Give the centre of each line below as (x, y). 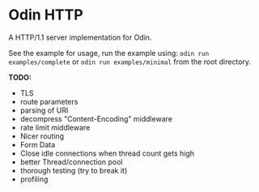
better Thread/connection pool (71, 162)
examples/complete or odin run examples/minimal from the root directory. (130, 62)
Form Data (38, 144)
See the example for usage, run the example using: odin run (109, 53)
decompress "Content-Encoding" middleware (96, 118)
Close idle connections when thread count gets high (107, 153)
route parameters (49, 101)
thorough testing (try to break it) (74, 170)
